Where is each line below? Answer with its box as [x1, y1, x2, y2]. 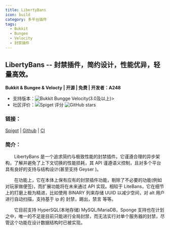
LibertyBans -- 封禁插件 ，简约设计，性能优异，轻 [5, 60, 160, 69]
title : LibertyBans [5, 7, 47, 13]
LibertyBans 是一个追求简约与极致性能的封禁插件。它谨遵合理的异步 [14, 153, 156, 160]
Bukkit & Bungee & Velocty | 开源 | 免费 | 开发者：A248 [5, 84, 121, 90]
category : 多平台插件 [5, 17, 47, 22]
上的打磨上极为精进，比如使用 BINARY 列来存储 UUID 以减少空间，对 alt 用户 [5, 190, 165, 196]
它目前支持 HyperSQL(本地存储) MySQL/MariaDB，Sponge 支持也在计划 [14, 207, 164, 213]
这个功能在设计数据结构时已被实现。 [9, 219, 85, 226]
